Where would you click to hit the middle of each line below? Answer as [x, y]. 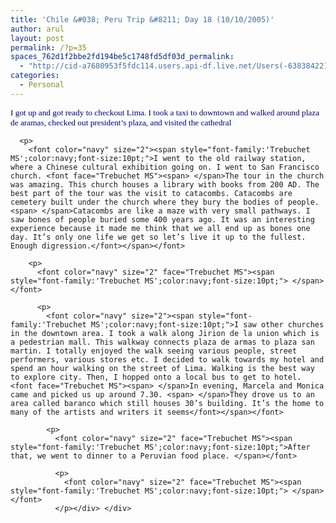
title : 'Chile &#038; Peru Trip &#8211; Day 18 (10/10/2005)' [142, 19]
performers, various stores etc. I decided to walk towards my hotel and [167, 359]
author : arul [37, 29]
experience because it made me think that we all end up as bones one [160, 228]
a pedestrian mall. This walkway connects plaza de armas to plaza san [162, 342]
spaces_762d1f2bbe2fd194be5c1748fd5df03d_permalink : [122, 57]
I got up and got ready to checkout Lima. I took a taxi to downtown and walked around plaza [165, 112]
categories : [35, 76]
